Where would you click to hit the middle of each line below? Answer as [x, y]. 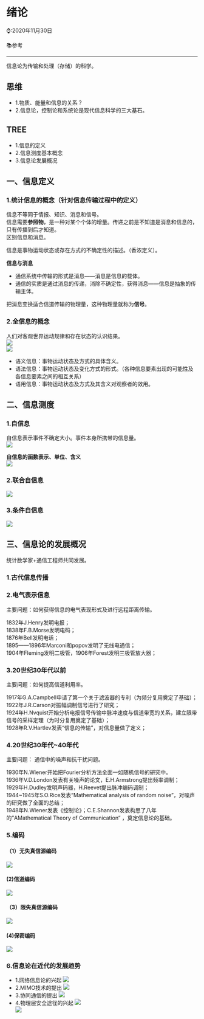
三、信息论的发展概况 [46, 544]
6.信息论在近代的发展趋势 [43, 966]
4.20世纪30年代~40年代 [42, 745]
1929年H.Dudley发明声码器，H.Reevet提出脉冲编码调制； [78, 787]
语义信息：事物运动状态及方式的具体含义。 [68, 361]
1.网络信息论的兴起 [38, 980]
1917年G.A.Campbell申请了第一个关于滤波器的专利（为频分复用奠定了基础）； [102, 697]
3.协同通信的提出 [36, 995]
